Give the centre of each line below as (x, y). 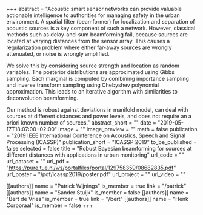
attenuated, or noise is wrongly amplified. (58, 54)
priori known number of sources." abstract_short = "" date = (81, 123)
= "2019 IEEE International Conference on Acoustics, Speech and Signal (96, 135)
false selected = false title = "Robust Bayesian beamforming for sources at (99, 148)
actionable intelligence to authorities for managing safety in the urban (93, 15)
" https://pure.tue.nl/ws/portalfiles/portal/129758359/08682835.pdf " (91, 168)
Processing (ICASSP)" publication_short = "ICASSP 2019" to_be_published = (101, 142)
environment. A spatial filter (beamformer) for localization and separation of (101, 22)
